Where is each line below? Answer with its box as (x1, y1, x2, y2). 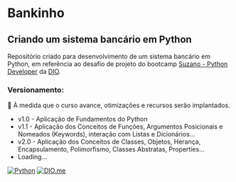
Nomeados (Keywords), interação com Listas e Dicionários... (17, 130, 195, 139)
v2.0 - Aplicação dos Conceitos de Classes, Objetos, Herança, (17, 137, 201, 146)
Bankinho (7, 5, 65, 21)
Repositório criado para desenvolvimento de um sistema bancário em (7, 52, 211, 60)
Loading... (17, 153, 48, 161)
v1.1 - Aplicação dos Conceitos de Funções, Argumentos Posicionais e (17, 122, 223, 131)
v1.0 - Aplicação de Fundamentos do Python (17, 115, 148, 124)
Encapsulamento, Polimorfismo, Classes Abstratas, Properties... (17, 145, 205, 154)
